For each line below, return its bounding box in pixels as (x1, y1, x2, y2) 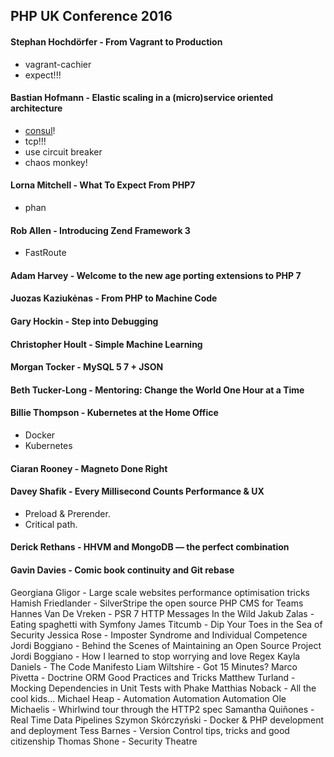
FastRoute (24, 247, 67, 259)
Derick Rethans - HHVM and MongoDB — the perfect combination (10, 541, 290, 553)
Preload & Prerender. (24, 507, 111, 519)
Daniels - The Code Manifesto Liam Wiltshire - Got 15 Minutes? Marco (10, 660, 298, 673)
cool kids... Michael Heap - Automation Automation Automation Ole (10, 692, 287, 704)
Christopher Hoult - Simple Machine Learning (10, 338, 203, 350)
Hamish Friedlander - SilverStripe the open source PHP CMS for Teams (10, 597, 304, 609)
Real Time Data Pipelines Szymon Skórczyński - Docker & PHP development (10, 714, 325, 726)
